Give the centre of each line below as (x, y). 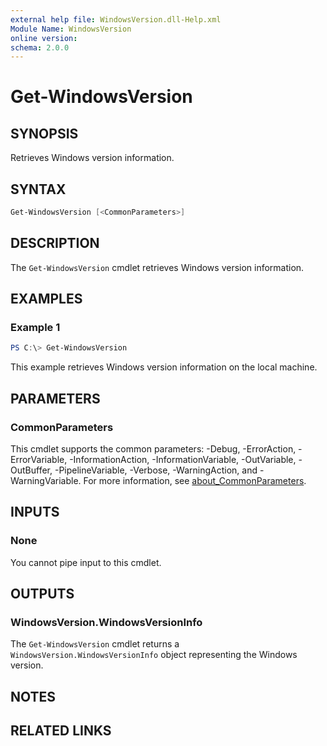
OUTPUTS (42, 594)
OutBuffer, (31, 470)
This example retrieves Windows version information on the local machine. (164, 367)
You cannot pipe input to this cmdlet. (86, 562)
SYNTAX (38, 189)
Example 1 (35, 328)
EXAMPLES (46, 299)
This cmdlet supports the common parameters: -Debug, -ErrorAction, (153, 449)
